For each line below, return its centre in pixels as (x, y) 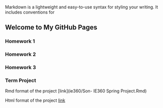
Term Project (21, 81)
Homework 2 (21, 54)
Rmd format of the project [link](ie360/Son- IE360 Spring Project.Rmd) (76, 91)
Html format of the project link (35, 100)
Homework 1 (20, 41)
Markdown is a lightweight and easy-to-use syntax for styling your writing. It (81, 7)
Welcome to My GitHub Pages (51, 27)
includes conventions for (30, 12)
